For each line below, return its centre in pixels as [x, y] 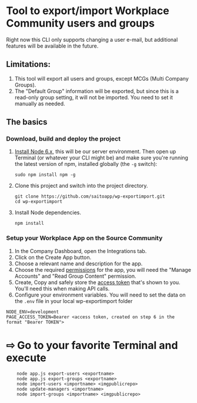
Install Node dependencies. [48, 212]
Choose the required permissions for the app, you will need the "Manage [103, 269]
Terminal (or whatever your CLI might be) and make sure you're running [101, 158]
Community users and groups [80, 23]
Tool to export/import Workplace [88, 11]
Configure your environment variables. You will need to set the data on [100, 295]
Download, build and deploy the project [63, 139]
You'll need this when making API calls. [62, 288]
